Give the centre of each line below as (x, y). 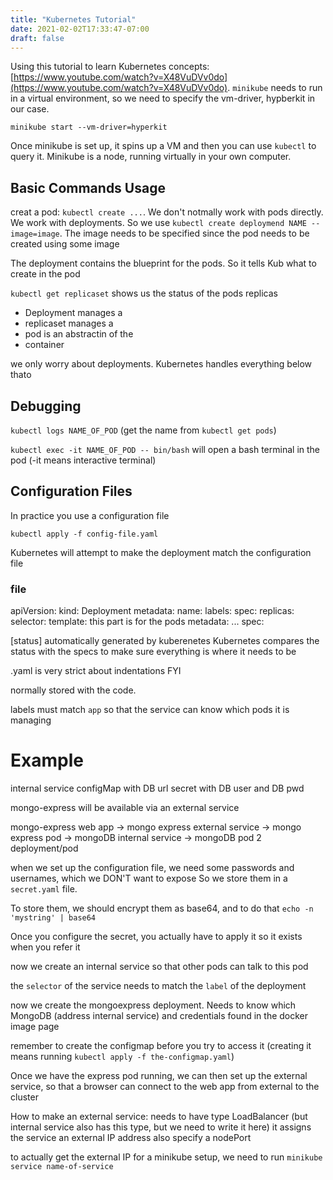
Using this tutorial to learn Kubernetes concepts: (110, 67)
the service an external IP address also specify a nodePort (131, 1138)
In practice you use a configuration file (90, 515)
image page (35, 1027)
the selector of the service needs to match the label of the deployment (158, 986)
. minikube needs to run (275, 88)
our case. (30, 109)
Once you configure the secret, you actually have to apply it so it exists (156, 937)
